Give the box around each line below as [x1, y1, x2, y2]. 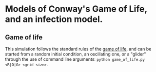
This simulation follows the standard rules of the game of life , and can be [5, 46, 152, 52]
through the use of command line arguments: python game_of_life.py [5, 56, 145, 62]
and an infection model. [5, 14, 103, 25]
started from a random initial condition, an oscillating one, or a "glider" [5, 51, 146, 57]
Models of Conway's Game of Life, [5, 3, 147, 15]
